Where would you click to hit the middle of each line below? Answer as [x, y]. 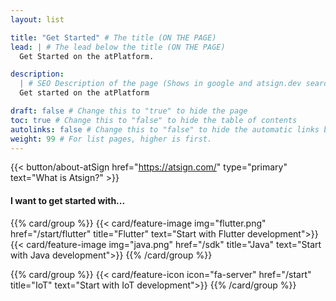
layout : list [37, 19]
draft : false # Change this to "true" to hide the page [129, 111]
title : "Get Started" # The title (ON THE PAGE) [113, 37]
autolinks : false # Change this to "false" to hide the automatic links [165, 129]
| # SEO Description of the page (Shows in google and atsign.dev [160, 84]
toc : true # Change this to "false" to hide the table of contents [154, 120]
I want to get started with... [68, 200]
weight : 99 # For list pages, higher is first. [111, 139]
